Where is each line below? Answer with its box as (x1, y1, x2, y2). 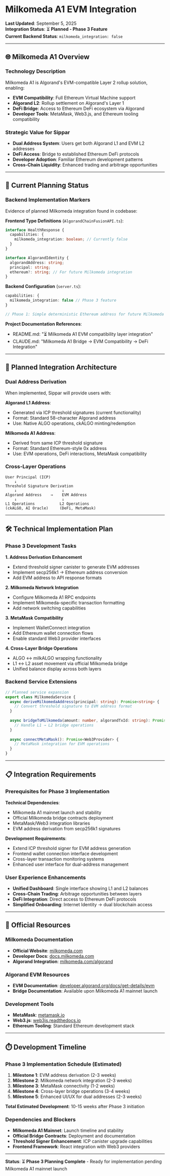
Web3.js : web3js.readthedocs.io (12, 1018, 81, 1024)
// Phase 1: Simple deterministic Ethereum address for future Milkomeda (5, 311, 164, 317)
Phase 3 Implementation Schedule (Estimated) (5, 1061, 122, 1068)
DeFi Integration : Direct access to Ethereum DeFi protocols (12, 896, 137, 902)
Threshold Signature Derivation (5, 483, 73, 489)
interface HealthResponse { (5, 227, 65, 232)
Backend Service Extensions (5, 678, 77, 685)
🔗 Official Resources (5, 921, 71, 929)
